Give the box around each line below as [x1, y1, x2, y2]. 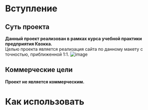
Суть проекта [5, 23, 50, 31]
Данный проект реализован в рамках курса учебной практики [5, 36, 142, 41]
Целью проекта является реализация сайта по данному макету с [5, 46, 143, 52]
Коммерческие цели [5, 66, 73, 74]
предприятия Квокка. [5, 41, 53, 47]
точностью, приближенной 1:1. [5, 51, 70, 57]
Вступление [5, 3, 58, 14]
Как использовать [5, 96, 85, 107]
